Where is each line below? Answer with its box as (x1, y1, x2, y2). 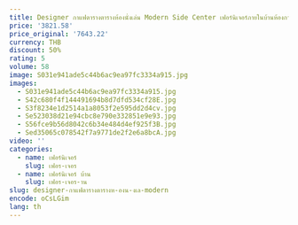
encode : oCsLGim (9, 194, 69, 204)
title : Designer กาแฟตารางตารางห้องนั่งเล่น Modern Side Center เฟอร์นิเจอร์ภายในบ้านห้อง (9, 12, 284, 22)
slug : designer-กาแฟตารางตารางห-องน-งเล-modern (9, 186, 169, 195)
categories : (9, 144, 53, 153)
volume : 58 (9, 63, 50, 72)
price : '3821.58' (9, 21, 74, 30)
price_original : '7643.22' (9, 29, 109, 38)
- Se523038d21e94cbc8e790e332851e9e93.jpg (17, 112, 176, 120)
